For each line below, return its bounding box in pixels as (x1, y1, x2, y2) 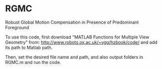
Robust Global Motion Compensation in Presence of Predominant (5, 19, 139, 25)
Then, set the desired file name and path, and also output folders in (5, 54, 144, 60)
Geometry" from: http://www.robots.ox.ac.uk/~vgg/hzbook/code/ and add (5, 39, 158, 45)
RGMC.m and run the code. (5, 59, 61, 65)
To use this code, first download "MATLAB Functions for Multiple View (5, 34, 150, 40)
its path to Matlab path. (5, 44, 53, 50)
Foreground (5, 24, 29, 30)
